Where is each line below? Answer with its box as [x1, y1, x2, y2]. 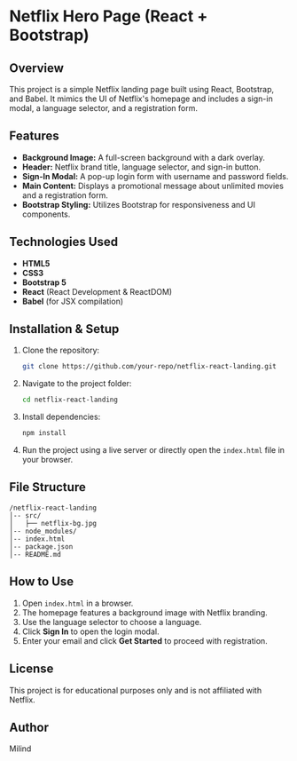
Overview [9, 60, 65, 75]
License [9, 662, 54, 677]
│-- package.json [9, 542, 74, 551]
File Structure [9, 480, 86, 495]
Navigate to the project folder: [21, 378, 132, 389]
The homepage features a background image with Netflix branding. [21, 606, 268, 618]
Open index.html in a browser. [21, 598, 134, 608]
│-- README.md [9, 550, 62, 559]
